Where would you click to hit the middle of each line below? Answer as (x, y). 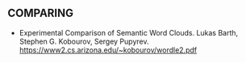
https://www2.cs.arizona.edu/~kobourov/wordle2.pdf (108, 50)
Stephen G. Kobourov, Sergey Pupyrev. (84, 41)
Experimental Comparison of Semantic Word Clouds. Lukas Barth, (129, 32)
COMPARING (41, 13)
